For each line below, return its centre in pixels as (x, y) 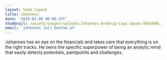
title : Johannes (22, 14)
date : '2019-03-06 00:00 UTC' (37, 19)
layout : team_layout (27, 10)
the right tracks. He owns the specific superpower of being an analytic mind (83, 47)
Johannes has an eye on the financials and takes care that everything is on (82, 42)
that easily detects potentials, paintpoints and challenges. (64, 53)
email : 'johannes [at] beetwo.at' (41, 28)
